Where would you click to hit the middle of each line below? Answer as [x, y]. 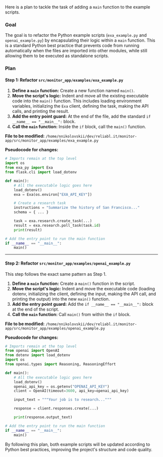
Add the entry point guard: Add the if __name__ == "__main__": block [83, 304]
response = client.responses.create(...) [56, 409]
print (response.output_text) [43, 417]
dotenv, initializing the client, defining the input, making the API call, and [84, 294]
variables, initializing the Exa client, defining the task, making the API [80, 106]
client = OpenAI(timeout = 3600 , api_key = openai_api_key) [72, 391]
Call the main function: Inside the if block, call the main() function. [79, 127]
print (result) [28, 230]
